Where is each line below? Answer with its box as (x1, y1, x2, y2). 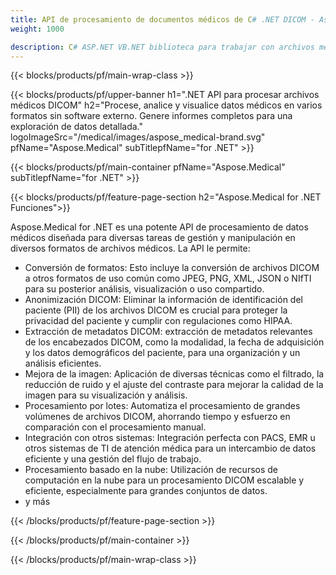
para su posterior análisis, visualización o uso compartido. (24, 283, 265, 295)
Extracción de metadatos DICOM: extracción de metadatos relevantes (24, 326, 313, 338)
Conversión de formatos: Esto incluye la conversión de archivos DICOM (24, 262, 320, 274)
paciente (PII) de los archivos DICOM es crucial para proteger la (24, 304, 288, 316)
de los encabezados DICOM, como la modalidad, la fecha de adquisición (24, 336, 325, 348)
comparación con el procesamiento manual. (24, 421, 207, 433)
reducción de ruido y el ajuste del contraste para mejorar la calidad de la (24, 379, 324, 391)
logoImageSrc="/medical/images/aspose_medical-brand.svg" (10, 131, 266, 143)
